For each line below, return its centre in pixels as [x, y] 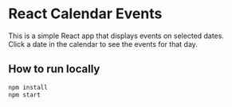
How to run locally [54, 69]
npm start [25, 95]
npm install [28, 87]
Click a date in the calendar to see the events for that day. [103, 44]
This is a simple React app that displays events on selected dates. [116, 36]
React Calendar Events [85, 14]
